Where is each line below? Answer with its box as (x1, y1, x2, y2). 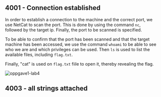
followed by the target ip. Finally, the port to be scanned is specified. (5, 27, 142, 33)
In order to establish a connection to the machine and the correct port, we (5, 16, 153, 22)
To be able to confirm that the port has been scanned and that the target (5, 36, 150, 42)
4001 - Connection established (5, 4, 101, 12)
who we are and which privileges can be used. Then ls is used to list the (5, 46, 150, 52)
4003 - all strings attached (5, 84, 88, 93)
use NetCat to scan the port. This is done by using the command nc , (5, 22, 141, 28)
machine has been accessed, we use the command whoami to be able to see (5, 41, 157, 47)
